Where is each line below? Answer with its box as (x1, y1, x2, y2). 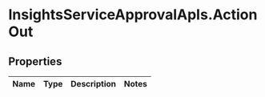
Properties (8, 55, 62, 68)
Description (70, 79, 116, 89)
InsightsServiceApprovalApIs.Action (8, 6, 258, 24)
